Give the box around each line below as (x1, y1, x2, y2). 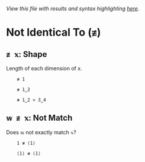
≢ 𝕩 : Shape (6, 49, 47, 59)
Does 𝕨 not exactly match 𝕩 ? (6, 128, 77, 135)
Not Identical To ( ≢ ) (6, 26, 101, 39)
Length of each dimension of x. (6, 65, 82, 72)
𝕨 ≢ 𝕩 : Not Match (6, 113, 73, 123)
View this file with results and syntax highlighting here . (6, 5, 140, 12)
